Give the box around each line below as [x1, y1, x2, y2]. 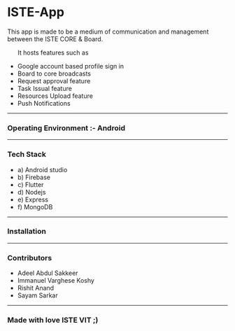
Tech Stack [7, 150, 47, 160]
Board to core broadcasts [17, 69, 91, 78]
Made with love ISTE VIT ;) [7, 316, 99, 325]
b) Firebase [17, 173, 51, 181]
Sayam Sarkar [17, 291, 58, 300]
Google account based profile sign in [17, 62, 124, 70]
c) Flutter [17, 180, 44, 189]
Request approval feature [17, 76, 91, 85]
